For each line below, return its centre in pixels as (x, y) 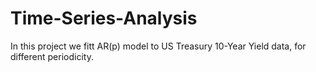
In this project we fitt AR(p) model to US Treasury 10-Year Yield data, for (158, 46)
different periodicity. (52, 56)
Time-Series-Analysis (104, 18)
